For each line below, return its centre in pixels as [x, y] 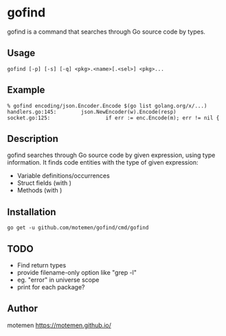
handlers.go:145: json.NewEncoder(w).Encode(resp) [92, 112]
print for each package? [51, 287]
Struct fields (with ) [44, 183]
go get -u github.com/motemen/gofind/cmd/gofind [78, 228]
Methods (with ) [39, 191]
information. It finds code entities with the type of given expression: [103, 163]
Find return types [42, 265]
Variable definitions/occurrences [63, 176]
